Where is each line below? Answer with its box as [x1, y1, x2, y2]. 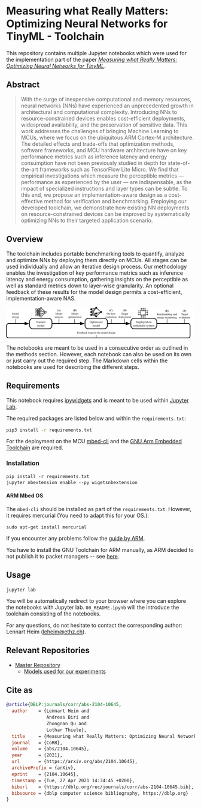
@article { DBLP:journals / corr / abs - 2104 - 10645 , [6, 702, 121, 708]
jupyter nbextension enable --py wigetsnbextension [6, 479, 138, 485]
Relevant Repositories [6, 645, 90, 656]
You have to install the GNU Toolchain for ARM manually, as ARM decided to [6, 546, 194, 553]
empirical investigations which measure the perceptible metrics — [20, 172, 184, 179]
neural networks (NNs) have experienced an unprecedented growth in [20, 102, 194, 109]
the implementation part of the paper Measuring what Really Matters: [6, 56, 178, 63]
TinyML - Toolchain [6, 30, 105, 43]
